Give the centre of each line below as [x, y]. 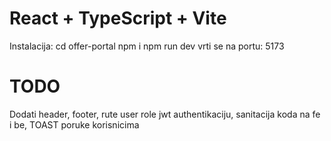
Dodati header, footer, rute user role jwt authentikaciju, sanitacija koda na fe [165, 114]
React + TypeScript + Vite [118, 18]
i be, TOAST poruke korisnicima [74, 124]
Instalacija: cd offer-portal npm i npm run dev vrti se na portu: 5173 [147, 46]
